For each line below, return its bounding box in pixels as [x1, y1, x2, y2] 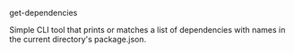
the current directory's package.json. [9, 34, 146, 44]
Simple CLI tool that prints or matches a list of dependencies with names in [9, 25, 286, 34]
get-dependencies [9, 8, 78, 18]
